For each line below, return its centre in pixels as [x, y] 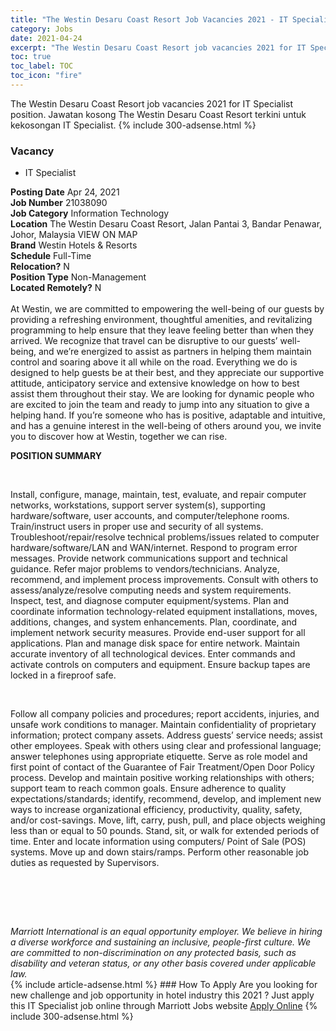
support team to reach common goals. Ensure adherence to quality [148, 788]
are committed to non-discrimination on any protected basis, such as [153, 953]
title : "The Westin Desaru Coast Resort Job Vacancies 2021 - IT [149, 19]
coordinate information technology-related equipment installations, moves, [164, 612]
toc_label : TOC [42, 66]
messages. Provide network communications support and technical [149, 558]
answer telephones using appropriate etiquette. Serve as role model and [159, 757]
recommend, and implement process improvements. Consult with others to [164, 580]
